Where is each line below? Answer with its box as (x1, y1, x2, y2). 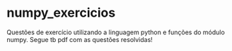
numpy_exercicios (6, 5, 116, 21)
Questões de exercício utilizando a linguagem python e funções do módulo (6, 28, 226, 36)
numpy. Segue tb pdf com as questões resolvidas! (6, 35, 153, 43)
